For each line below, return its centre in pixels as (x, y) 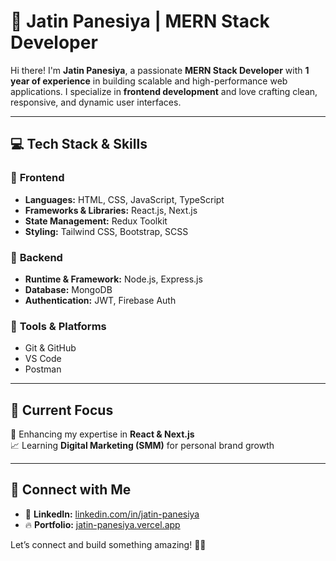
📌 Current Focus (62, 410)
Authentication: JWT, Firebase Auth (100, 300)
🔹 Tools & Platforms (58, 326)
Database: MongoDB (68, 289)
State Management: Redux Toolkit (96, 221)
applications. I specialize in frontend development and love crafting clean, (164, 91)
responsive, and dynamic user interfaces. (96, 102)
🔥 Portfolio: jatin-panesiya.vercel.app (102, 524)
